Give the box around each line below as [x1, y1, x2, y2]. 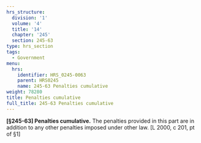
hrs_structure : [6, 9, 45, 15]
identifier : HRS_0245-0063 [17, 72, 86, 78]
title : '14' [12, 26, 43, 33]
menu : [6, 60, 20, 66]
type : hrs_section [6, 44, 53, 50]
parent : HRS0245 [17, 77, 59, 83]
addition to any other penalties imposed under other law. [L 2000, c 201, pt [6, 123, 195, 131]
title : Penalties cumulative [6, 95, 81, 101]
